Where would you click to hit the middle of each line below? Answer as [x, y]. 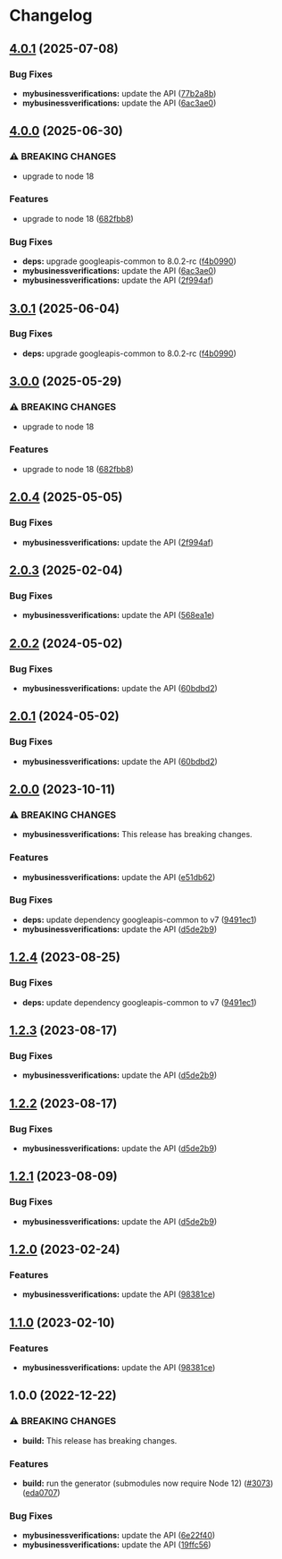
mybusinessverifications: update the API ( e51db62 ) [119, 877]
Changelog [51, 16]
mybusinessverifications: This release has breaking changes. [137, 835]
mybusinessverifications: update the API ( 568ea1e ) [118, 615]
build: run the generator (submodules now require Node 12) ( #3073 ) [148, 1483]
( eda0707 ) [41, 1492]
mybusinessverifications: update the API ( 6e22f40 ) [119, 1536]
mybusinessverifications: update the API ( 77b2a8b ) [119, 93]
